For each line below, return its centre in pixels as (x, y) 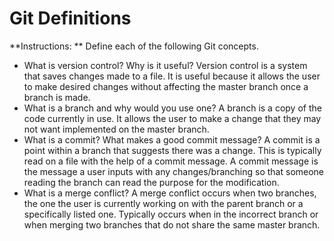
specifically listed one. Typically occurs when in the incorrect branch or (171, 214)
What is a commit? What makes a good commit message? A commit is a (172, 139)
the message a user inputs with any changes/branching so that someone (174, 171)
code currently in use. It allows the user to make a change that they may (172, 118)
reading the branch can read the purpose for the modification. (151, 182)
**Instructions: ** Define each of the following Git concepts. (134, 46)
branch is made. (57, 97)
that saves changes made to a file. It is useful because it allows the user (172, 76)
